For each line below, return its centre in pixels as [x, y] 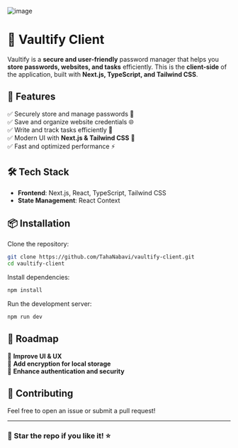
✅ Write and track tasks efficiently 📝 [60, 130]
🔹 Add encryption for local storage [59, 364]
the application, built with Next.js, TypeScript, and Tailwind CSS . [103, 74]
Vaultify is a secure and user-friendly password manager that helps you [113, 59]
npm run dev [25, 317]
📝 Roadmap [33, 339]
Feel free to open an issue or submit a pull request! [81, 410]
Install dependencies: [39, 278]
